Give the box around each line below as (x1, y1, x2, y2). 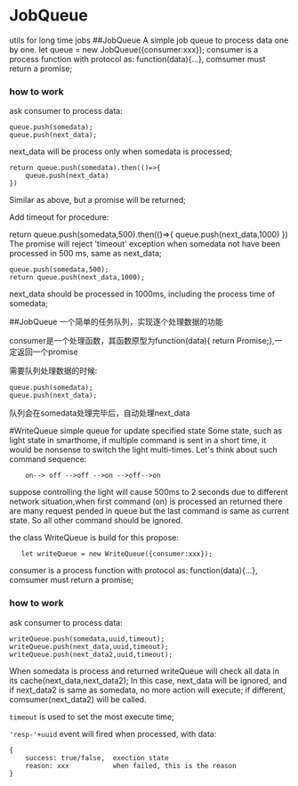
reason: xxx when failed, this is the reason (25, 761, 238, 770)
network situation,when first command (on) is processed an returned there (9, 496, 283, 507)
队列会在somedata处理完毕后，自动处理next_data (9, 408, 191, 418)
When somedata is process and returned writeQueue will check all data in (9, 665, 280, 677)
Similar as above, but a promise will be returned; (9, 195, 187, 206)
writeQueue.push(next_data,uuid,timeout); (9, 642, 169, 651)
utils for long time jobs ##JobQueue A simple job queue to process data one (9, 35, 289, 45)
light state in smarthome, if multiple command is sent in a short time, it (9, 435, 267, 446)
